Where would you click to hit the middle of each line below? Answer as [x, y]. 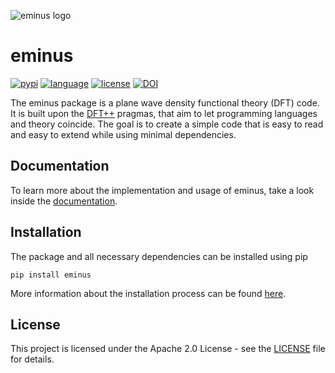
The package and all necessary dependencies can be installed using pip [159, 256]
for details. [32, 359]
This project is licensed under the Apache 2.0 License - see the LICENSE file [168, 349]
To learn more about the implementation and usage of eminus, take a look [162, 190]
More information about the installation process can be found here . [148, 293]
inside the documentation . [64, 201]
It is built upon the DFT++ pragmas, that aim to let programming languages [164, 113]
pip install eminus [51, 275]
